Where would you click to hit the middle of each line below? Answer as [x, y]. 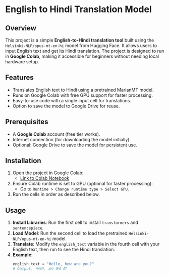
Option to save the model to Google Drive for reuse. [66, 106]
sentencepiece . [28, 228]
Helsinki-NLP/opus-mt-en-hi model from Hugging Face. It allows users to [81, 46]
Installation [23, 161]
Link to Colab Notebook [45, 178]
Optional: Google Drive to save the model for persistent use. [75, 145]
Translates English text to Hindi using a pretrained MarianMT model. [83, 90]
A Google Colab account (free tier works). [56, 134]
